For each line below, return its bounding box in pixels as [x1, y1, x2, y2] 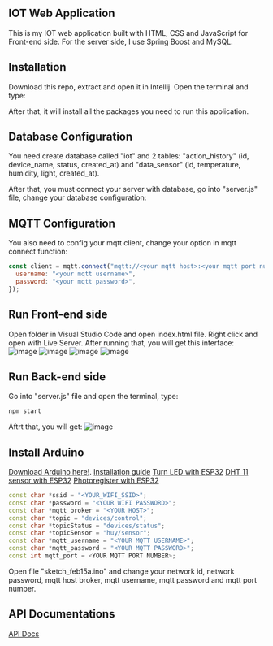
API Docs [8, 629, 40, 639]
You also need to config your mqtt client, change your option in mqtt [8, 238, 237, 248]
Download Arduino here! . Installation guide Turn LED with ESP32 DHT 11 [8, 467, 249, 477]
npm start [8, 407, 42, 415]
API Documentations [8, 607, 115, 621]
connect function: [8, 247, 68, 257]
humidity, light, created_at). [8, 168, 100, 178]
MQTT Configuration [8, 216, 116, 230]
